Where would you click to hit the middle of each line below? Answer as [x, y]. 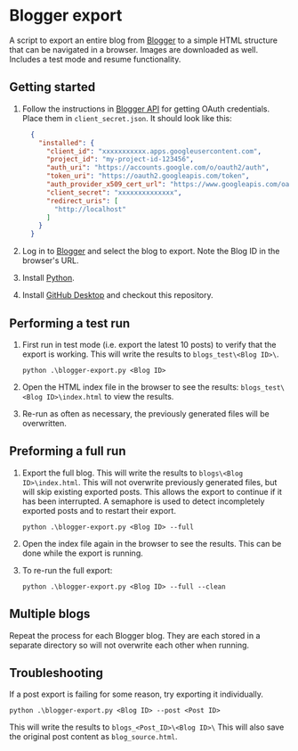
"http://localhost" [90, 209]
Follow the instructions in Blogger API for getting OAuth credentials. [145, 109]
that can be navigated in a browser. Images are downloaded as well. [134, 49]
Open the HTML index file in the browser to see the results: [130, 387]
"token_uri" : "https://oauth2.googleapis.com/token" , [148, 176]
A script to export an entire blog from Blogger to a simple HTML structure [144, 40]
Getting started [52, 87]
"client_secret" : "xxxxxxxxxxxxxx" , [114, 193]
